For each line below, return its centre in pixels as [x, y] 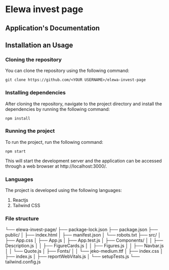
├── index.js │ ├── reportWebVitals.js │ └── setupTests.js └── [73, 256]
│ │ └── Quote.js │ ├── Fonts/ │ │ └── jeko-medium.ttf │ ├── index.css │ [84, 251]
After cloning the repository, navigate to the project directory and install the [84, 104]
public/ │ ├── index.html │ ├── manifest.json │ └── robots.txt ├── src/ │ [83, 235]
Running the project [30, 131]
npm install [18, 118]
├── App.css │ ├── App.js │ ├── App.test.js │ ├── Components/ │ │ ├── [84, 240]
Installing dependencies [35, 93]
